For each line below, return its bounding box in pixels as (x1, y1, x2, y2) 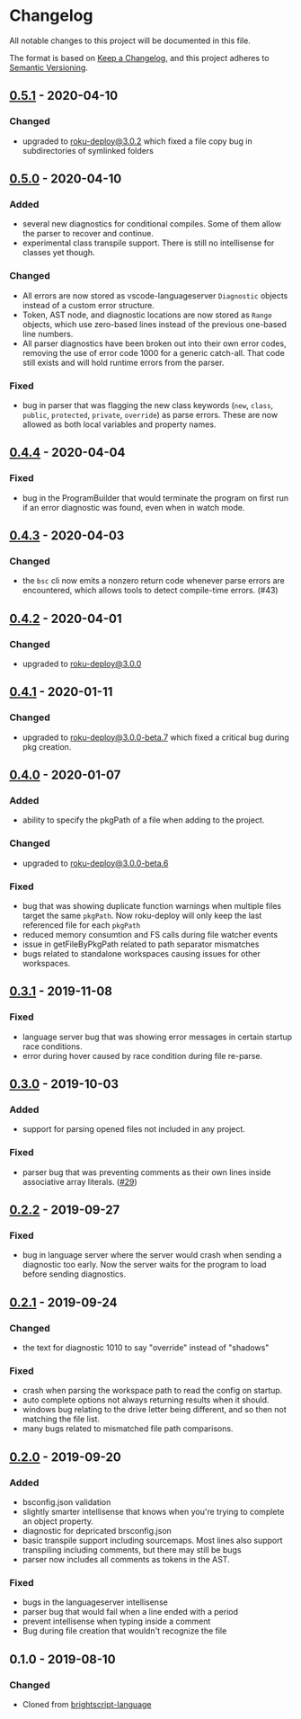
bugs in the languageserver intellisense (22, 1597, 168, 1608)
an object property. (22, 1516, 94, 1527)
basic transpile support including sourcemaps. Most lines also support (22, 1535, 283, 1545)
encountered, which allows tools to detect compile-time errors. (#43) (22, 585, 279, 596)
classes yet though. (22, 247, 96, 258)
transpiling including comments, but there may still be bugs (22, 1544, 242, 1555)
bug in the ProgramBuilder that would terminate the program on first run (22, 492, 289, 503)
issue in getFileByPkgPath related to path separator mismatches (22, 939, 260, 949)
